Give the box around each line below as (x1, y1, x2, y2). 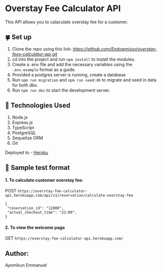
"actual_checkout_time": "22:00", (7, 210, 77, 215)
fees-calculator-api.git (12, 51, 58, 57)
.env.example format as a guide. (12, 67, 76, 72)
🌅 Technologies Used (5, 102, 70, 110)
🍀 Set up (5, 33, 32, 41)
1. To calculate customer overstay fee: (5, 177, 83, 183)
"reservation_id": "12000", (7, 206, 64, 211)
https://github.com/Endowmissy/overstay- (72, 46, 157, 51)
